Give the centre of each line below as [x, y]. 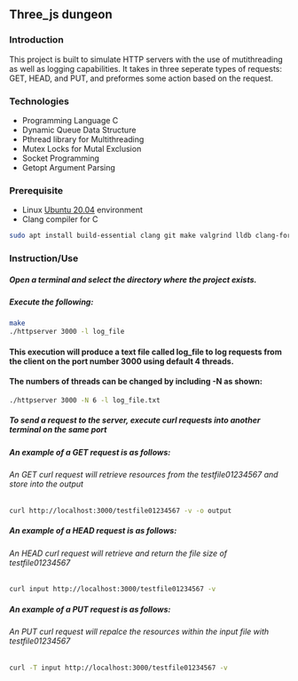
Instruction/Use [44, 258]
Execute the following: [51, 302]
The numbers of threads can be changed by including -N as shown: [136, 382]
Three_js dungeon [61, 15]
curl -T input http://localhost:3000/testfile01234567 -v [118, 668]
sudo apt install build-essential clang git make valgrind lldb [130, 236]
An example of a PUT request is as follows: [90, 609]
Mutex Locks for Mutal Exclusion [82, 148]
